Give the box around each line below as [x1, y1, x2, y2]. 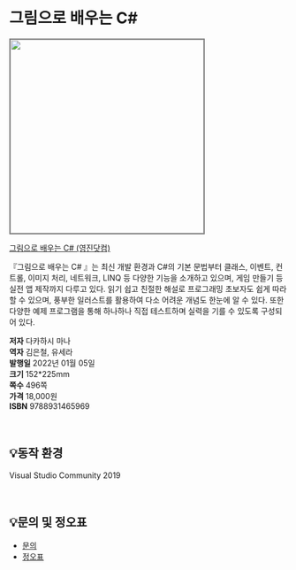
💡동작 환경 [9, 446, 64, 461]
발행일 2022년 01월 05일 [9, 358, 95, 368]
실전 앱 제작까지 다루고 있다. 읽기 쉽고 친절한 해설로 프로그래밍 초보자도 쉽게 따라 [9, 283, 287, 294]
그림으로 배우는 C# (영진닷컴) [9, 243, 110, 253]
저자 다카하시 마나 [9, 335, 71, 346]
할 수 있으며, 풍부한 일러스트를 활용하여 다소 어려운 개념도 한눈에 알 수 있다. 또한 [9, 294, 285, 305]
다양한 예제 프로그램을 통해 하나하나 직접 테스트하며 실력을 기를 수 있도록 [9, 305, 259, 316]
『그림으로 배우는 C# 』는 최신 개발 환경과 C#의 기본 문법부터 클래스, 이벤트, [9, 261, 274, 272]
